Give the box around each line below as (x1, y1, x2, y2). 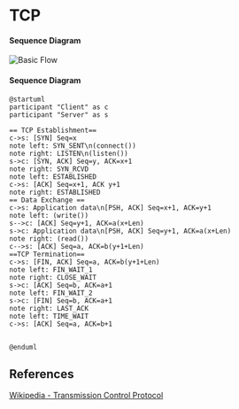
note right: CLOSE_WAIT (9, 273, 97, 282)
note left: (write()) (9, 211, 89, 220)
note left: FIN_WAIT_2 (9, 289, 93, 297)
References (9, 367, 74, 382)
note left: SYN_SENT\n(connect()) (9, 141, 137, 150)
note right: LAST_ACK (9, 304, 89, 313)
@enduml (9, 343, 38, 351)
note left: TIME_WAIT (9, 312, 89, 320)
